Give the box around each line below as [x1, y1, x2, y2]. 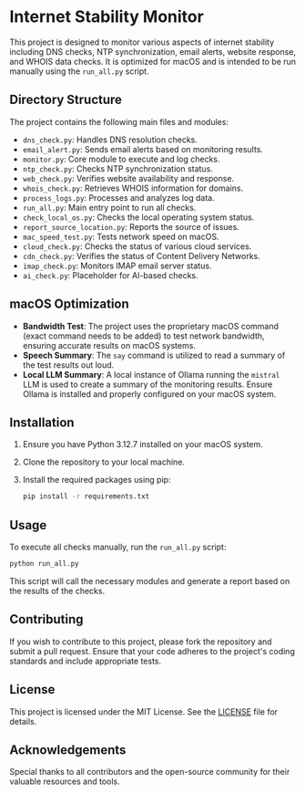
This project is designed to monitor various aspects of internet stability [9, 37, 275, 47]
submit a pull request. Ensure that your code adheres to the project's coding [9, 645, 296, 656]
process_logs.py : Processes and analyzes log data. [22, 192, 216, 203]
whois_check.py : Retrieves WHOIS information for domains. [22, 183, 244, 193]
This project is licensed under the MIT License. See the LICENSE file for [9, 705, 279, 717]
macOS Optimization [9, 297, 129, 312]
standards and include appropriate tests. [9, 655, 162, 666]
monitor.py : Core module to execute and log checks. [22, 153, 220, 164]
